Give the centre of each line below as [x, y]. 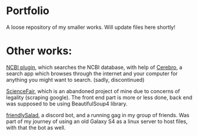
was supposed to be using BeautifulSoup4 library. [67, 104]
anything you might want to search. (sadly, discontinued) [75, 79]
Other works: [39, 51]
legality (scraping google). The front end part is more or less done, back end [99, 97]
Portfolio [28, 11]
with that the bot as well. [36, 127]
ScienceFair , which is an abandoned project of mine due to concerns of [93, 91]
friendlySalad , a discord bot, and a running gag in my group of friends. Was [98, 115]
